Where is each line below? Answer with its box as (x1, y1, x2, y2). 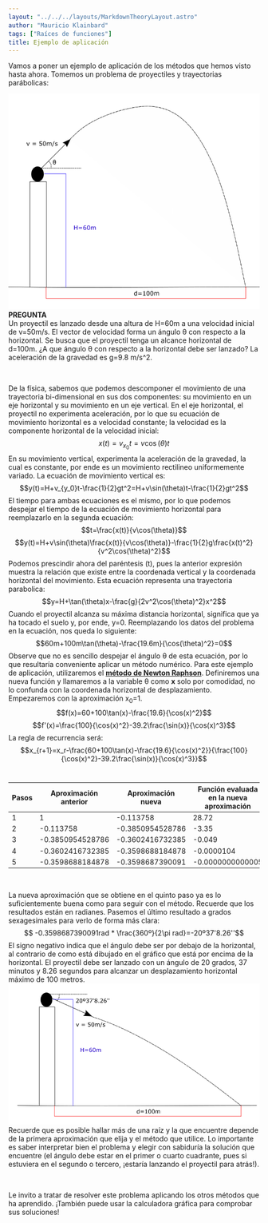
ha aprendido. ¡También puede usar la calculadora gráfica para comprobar (8, 1198, 253, 1208)
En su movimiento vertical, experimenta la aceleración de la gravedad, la (8, 454, 246, 463)
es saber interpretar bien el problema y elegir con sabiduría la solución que (8, 1142, 255, 1152)
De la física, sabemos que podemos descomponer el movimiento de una (8, 383, 246, 393)
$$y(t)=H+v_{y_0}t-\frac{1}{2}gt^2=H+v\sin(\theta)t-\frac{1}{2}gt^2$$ (19, 483, 249, 493)
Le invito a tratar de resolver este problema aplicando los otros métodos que (8, 1190, 259, 1200)
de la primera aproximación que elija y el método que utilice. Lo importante (8, 1134, 254, 1143)
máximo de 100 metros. (8, 975, 85, 984)
